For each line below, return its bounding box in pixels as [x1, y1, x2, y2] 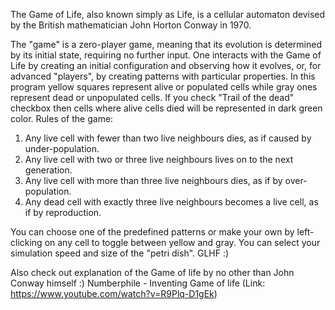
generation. [24, 164, 73, 176]
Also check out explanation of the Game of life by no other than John [10, 267, 295, 278]
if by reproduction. [24, 207, 102, 218]
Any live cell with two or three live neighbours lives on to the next [24, 154, 294, 165]
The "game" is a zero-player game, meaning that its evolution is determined [10, 39, 322, 50]
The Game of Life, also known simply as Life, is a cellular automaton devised [10, 9, 326, 20]
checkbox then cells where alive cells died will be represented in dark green [10, 102, 323, 114]
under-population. [24, 143, 100, 154]
